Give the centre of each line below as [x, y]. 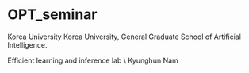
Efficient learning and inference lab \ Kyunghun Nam [93, 60]
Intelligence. [28, 44]
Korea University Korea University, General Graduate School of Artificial [124, 36]
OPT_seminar [52, 15]
